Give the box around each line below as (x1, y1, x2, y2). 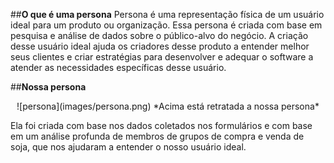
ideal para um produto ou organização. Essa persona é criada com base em (10, 19, 323, 31)
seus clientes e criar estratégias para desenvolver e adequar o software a (10, 51, 314, 63)
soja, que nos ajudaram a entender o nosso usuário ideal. (10, 141, 247, 153)
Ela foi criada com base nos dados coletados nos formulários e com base (10, 120, 313, 131)
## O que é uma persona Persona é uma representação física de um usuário (10, 9, 325, 20)
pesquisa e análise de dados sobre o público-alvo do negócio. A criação (10, 30, 309, 41)
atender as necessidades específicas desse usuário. (10, 62, 227, 73)
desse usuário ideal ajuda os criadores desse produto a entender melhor (10, 40, 310, 52)
